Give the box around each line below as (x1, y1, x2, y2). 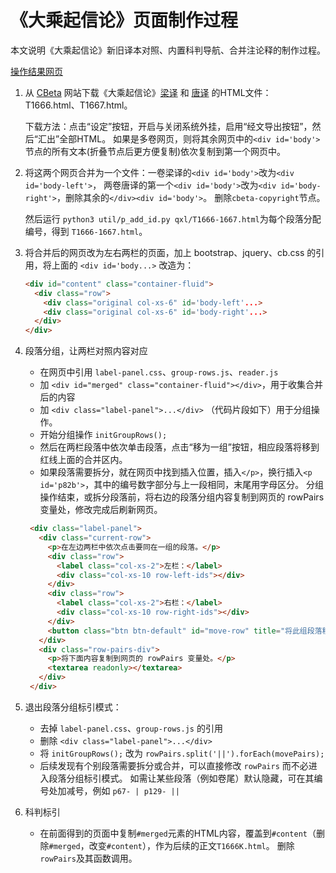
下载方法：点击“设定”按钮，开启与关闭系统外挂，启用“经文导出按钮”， (24, 120, 313, 132)
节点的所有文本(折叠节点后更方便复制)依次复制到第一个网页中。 (24, 145, 287, 157)
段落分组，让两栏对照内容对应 (24, 345, 148, 357)
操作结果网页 (10, 65, 63, 77)
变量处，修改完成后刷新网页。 (39, 504, 163, 516)
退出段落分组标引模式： (24, 701, 122, 713)
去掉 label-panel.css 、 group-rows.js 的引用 (39, 722, 223, 734)
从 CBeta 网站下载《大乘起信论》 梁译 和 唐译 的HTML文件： (24, 86, 272, 98)
